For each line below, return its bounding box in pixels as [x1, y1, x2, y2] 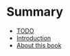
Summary [6, 4, 63, 20]
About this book [16, 41, 62, 49]
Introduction [16, 33, 51, 42]
